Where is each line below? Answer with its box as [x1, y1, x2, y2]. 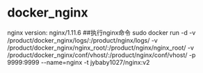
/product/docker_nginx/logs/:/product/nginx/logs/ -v [7, 36, 158, 44]
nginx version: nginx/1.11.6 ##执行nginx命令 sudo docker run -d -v [7, 28, 196, 36]
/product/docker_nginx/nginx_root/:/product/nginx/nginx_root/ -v [7, 43, 195, 52]
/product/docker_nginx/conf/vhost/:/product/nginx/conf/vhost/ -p [7, 50, 196, 59]
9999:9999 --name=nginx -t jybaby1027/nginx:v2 [7, 58, 150, 66]
